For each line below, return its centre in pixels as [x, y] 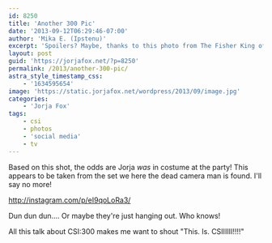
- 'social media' [52, 136]
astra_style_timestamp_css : [56, 76]
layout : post [30, 53]
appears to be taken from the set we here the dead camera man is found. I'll [135, 176]
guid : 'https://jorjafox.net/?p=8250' [74, 62]
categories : [28, 99]
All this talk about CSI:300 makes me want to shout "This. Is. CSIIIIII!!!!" [126, 231]
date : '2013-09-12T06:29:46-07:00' [68, 31]
